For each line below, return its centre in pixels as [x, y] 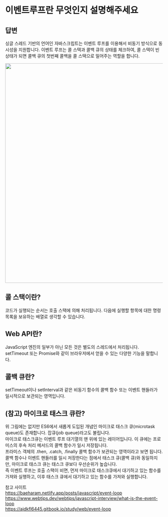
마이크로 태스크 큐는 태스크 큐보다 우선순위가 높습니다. [64, 464]
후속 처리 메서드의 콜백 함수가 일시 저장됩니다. [63, 445]
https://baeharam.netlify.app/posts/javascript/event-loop [64, 493]
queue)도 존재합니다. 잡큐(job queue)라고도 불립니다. [58, 433]
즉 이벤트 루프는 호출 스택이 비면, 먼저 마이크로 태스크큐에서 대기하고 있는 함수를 [83, 470]
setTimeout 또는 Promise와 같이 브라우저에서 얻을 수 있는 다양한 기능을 [75, 353]
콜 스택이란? [23, 297]
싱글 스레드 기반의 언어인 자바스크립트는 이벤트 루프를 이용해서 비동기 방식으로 [81, 43]
